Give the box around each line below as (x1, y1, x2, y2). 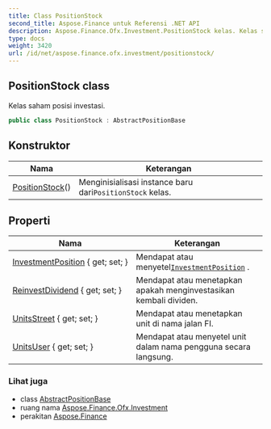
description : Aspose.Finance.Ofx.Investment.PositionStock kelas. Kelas (8, 27, 258, 35)
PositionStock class (8, 79, 110, 93)
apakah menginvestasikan (135, 284, 236, 296)
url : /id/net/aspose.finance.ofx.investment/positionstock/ (8, 49, 215, 57)
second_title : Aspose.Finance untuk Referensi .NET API (8, 19, 200, 27)
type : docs (8, 34, 45, 43)
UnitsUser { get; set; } (12, 341, 94, 352)
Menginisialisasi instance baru (78, 176, 194, 187)
